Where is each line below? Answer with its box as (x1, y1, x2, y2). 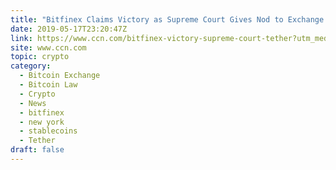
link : (10, 33, 33, 43)
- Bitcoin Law (19, 80, 78, 90)
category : (10, 61, 52, 71)
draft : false (10, 145, 65, 155)
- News (19, 98, 47, 108)
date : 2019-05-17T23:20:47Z (10, 24, 128, 34)
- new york (19, 117, 65, 127)
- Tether (19, 136, 56, 146)
